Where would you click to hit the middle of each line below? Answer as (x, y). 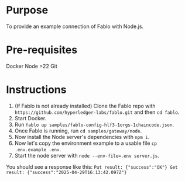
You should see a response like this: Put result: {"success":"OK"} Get (92, 166)
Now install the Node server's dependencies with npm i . (82, 137)
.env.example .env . (38, 149)
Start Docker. (30, 118)
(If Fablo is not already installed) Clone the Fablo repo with (85, 106)
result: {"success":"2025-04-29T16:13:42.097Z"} (66, 172)
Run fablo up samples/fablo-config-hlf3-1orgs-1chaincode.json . (94, 124)
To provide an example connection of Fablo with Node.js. (75, 26)
